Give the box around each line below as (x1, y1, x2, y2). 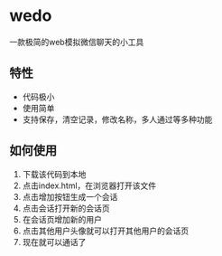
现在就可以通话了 (22, 236, 87, 247)
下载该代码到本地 (22, 168, 87, 179)
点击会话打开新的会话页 (22, 203, 110, 213)
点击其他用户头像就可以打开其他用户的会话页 (22, 225, 190, 236)
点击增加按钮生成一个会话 (22, 191, 118, 202)
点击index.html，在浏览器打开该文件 (22, 180, 157, 191)
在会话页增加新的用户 (22, 213, 102, 224)
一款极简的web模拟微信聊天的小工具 (9, 36, 144, 47)
